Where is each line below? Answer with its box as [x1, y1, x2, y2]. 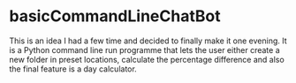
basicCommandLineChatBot [9, 6, 221, 26]
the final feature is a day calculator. [9, 64, 137, 74]
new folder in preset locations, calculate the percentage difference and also [9, 54, 285, 64]
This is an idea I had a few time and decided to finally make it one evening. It [9, 35, 287, 46]
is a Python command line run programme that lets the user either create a [9, 44, 280, 55]
